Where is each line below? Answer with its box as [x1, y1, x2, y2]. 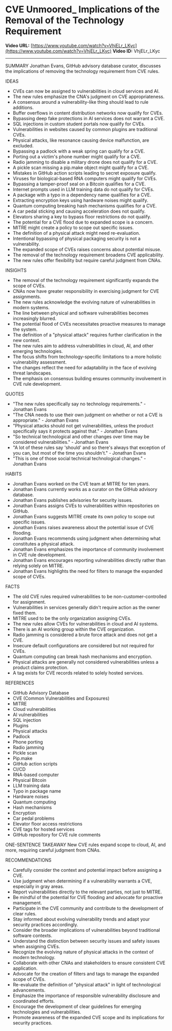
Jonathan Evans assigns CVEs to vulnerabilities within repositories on [12, 502, 160, 509]
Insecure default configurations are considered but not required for [12, 642, 155, 648]
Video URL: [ [5, 42, 33, 48]
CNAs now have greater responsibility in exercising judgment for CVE [12, 288, 160, 294]
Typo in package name [12, 788, 61, 794]
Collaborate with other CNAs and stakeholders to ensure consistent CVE [12, 960, 165, 966]
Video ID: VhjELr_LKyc [112, 48, 160, 54]
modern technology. [12, 954, 56, 960]
